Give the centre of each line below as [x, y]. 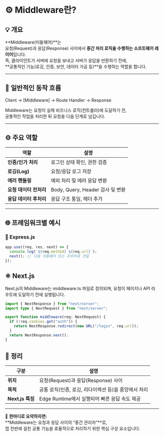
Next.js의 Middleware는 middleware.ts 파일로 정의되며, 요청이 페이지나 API [78, 288]
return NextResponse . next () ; [39, 335]
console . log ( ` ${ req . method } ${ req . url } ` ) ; [53, 252]
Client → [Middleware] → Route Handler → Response [58, 100]
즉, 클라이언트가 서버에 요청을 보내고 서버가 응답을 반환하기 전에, [66, 61]
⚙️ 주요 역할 [21, 138]
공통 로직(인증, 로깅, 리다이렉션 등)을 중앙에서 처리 [94, 390]
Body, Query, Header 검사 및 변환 [88, 189]
